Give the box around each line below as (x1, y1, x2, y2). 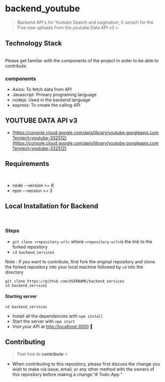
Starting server (5, 294, 37, 299)
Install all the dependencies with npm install (12, 313, 103, 319)
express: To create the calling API (12, 102, 81, 108)
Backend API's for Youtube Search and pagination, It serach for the (17, 19, 154, 25)
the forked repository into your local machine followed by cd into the (5, 264, 143, 270)
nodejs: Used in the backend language (12, 97, 91, 103)
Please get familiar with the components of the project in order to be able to (5, 57, 159, 63)
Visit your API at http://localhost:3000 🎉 (12, 323, 93, 329)
